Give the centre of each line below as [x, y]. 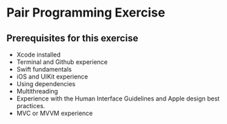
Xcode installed [39, 54]
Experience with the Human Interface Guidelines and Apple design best [118, 99]
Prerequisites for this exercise [72, 38]
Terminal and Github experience [62, 62]
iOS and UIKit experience [52, 76]
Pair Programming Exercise [86, 13]
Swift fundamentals [44, 69]
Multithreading [37, 91]
